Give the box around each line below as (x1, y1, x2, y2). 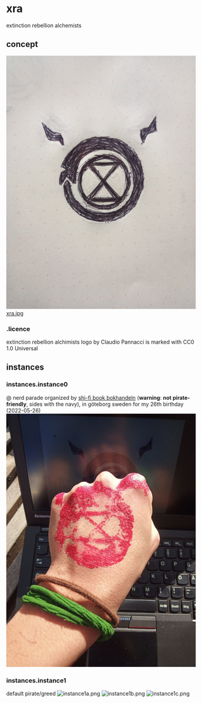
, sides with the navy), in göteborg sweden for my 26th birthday (26, 400, 184, 408)
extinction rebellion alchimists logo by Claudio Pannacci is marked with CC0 (6, 338, 194, 345)
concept (6, 39, 38, 49)
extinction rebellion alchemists (6, 22, 82, 29)
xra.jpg (6, 309, 24, 317)
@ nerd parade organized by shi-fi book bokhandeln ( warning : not (6, 394, 172, 401)
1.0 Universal (6, 345, 38, 352)
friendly (6, 400, 27, 408)
